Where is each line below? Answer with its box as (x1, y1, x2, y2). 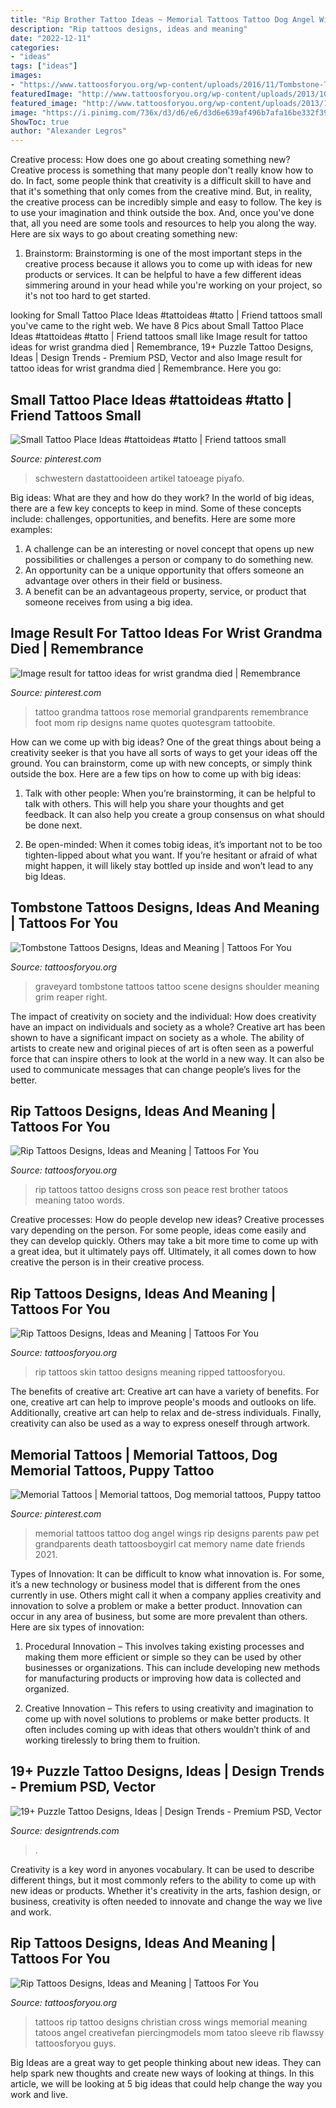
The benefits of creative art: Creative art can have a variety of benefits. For (10, 1386, 320, 1398)
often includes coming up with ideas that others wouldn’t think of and (24, 1724, 311, 1735)
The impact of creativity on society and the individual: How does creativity (10, 1010, 317, 1022)
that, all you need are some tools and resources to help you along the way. (10, 217, 317, 230)
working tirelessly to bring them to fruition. (24, 1734, 201, 1746)
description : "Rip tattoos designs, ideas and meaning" (10, 24, 248, 34)
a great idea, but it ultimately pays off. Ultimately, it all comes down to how (10, 1246, 317, 1258)
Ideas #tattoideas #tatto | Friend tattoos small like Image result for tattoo (10, 331, 308, 343)
